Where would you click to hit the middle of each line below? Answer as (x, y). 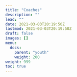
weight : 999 (18, 62)
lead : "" (15, 19)
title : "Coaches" (24, 10)
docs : (16, 48)
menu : (11, 43)
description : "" (22, 15)
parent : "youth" (32, 52)
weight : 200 (27, 57)
